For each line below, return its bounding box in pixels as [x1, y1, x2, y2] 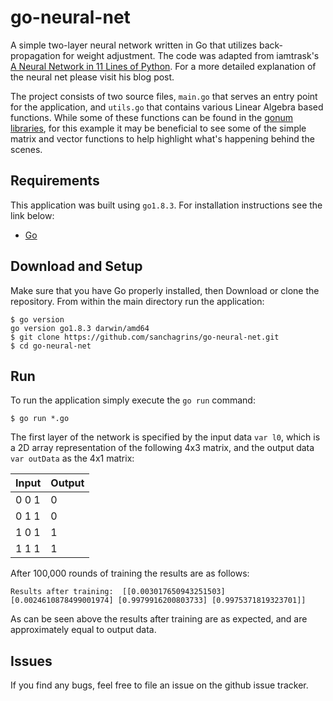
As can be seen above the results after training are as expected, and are [10, 613, 308, 625]
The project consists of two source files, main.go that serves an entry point [10, 90, 318, 102]
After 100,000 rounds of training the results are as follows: [10, 567, 250, 580]
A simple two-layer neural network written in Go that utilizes [10, 39, 258, 51]
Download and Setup [10, 258, 143, 275]
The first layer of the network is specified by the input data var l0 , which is [10, 431, 321, 443]
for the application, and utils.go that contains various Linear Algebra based [10, 101, 324, 113]
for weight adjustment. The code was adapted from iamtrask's [62, 49, 320, 61]
